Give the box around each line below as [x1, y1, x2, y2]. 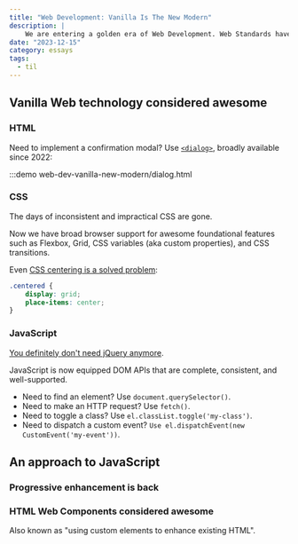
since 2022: [9, 152, 53, 162]
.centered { [9, 281, 53, 290]
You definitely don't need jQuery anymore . [9, 347, 164, 358]
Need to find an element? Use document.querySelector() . [21, 391, 231, 402]
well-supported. [9, 374, 68, 384]
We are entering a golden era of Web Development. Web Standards [25, 29, 272, 38]
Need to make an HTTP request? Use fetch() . [21, 400, 191, 411]
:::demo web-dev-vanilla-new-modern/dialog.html [9, 169, 192, 179]
